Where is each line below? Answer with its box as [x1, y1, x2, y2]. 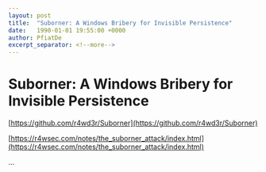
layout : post [8, 11, 52, 20]
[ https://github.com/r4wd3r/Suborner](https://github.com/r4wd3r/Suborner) [8, 118, 258, 128]
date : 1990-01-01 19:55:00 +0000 [8, 26, 126, 34]
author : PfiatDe [8, 33, 62, 42]
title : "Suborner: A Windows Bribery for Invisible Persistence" [8, 19, 233, 27]
